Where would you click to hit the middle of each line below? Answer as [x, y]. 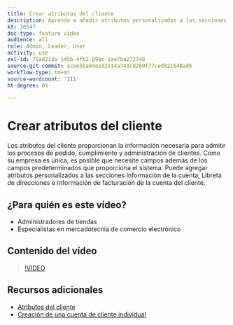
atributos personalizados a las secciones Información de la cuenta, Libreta [114, 175]
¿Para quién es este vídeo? [67, 205]
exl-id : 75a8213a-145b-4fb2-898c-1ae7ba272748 [76, 60]
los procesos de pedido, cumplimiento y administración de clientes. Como [114, 153]
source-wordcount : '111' [43, 79]
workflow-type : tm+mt [39, 72]
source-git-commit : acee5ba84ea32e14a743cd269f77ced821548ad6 [100, 66]
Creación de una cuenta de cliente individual [82, 314]
